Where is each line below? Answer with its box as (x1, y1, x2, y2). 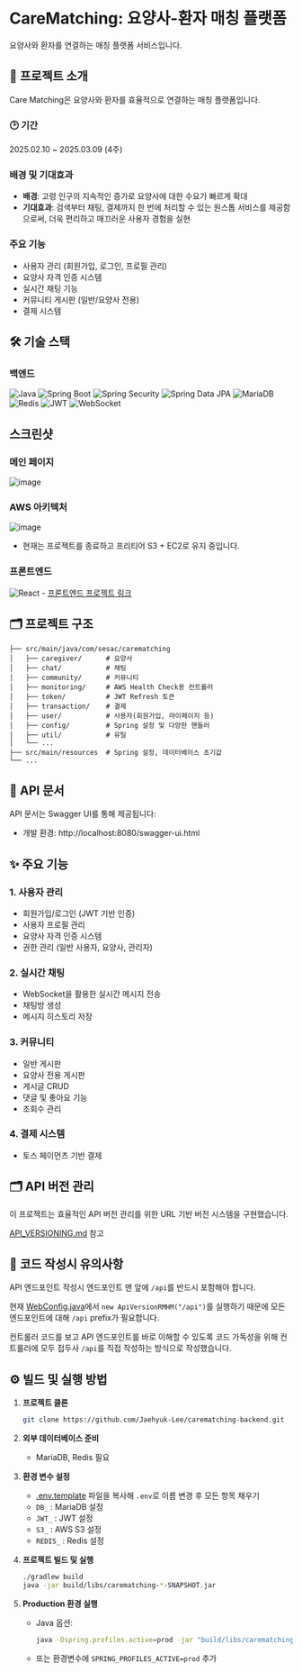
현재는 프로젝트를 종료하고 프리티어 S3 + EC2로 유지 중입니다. (22, 541, 240, 551)
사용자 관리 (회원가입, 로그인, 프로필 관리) (22, 260, 168, 271)
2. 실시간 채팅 (9, 966, 66, 978)
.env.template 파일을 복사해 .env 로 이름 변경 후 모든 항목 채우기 (35, 1490, 261, 1501)
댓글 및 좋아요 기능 (22, 1092, 88, 1103)
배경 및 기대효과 (9, 168, 74, 181)
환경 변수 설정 (22, 1471, 70, 1482)
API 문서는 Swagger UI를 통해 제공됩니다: (9, 808, 156, 820)
